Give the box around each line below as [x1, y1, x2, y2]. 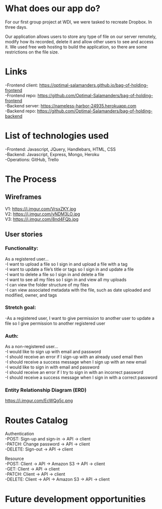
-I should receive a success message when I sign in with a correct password [5, 375, 158, 381]
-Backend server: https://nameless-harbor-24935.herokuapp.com [5, 103, 137, 108]
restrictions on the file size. [5, 49, 59, 55]
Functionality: [5, 245, 39, 252]
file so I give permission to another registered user [5, 320, 105, 326]
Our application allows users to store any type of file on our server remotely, [5, 34, 157, 39]
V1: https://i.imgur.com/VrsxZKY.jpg [5, 206, 76, 211]
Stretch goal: [5, 304, 36, 311]
